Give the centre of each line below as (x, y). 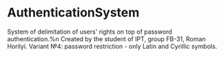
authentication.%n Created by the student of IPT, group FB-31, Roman (106, 38)
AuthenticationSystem (73, 13)
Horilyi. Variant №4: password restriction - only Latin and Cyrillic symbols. (112, 46)
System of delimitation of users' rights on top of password (90, 32)
